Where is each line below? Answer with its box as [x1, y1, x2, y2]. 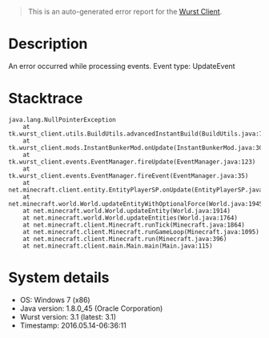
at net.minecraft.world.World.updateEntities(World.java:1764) [22, 214, 239, 222]
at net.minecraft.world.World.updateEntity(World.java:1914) [22, 207, 231, 215]
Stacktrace [8, 90, 83, 107]
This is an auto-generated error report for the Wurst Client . [27, 7, 223, 16]
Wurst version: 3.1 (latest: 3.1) [19, 312, 117, 321]
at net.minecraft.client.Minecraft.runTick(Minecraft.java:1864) [22, 220, 246, 229]
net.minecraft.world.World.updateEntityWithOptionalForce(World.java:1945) [8, 199, 267, 207]
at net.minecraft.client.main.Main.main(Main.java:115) [22, 242, 214, 250]
